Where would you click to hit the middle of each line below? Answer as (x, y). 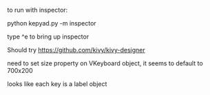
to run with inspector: (38, 10)
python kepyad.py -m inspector (52, 23)
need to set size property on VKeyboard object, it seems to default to (105, 63)
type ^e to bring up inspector (48, 36)
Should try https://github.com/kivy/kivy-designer (76, 50)
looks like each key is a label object (57, 84)
